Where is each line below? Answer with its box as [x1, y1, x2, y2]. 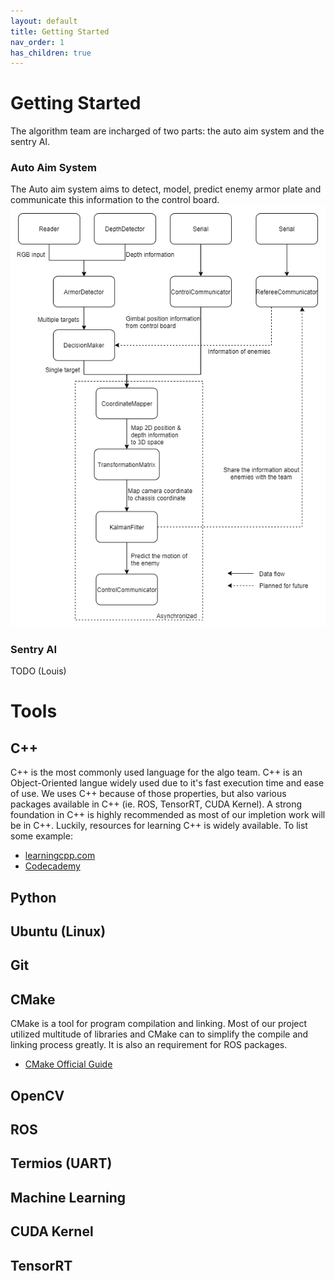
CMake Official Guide [24, 1058, 113, 1070]
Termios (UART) [10, 1155, 113, 1172]
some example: [10, 830, 73, 842]
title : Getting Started [10, 26, 110, 37]
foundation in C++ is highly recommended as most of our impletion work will [10, 809, 326, 821]
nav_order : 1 [10, 37, 65, 47]
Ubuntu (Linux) [10, 923, 107, 940]
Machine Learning [10, 1189, 127, 1206]
